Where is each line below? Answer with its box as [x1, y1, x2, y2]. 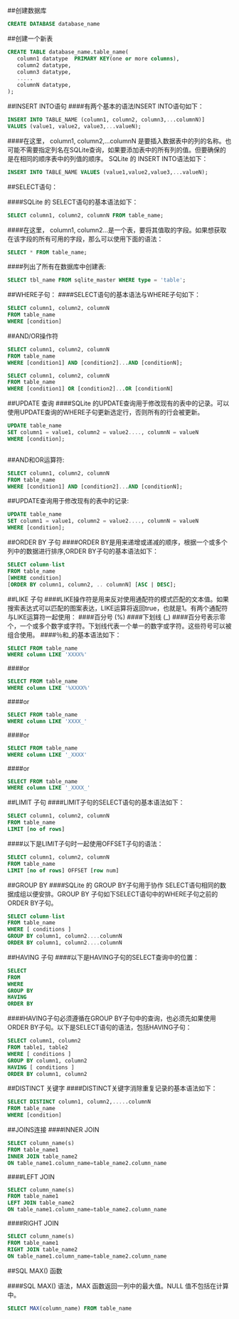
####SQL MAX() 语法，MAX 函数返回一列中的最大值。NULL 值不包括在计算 [7, 1281, 229, 1290]
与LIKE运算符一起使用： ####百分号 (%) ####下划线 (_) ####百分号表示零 [7, 612, 226, 621]
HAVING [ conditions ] [7, 1064, 75, 1071]
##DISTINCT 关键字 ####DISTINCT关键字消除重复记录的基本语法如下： [7, 1084, 218, 1092]
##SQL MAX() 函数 [7, 1266, 63, 1275]
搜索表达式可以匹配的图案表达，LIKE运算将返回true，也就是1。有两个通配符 [7, 604, 228, 612]
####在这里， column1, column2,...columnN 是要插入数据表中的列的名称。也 [7, 136, 232, 145]
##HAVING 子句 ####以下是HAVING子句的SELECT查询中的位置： [7, 953, 200, 961]
